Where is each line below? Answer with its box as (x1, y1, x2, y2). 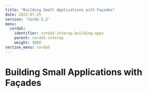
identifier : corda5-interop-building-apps (14, 31, 104, 36)
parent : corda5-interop (14, 36, 64, 41)
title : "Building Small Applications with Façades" (5, 7, 115, 13)
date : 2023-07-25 (5, 12, 41, 17)
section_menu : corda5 (5, 45, 50, 50)
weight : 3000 (14, 40, 41, 45)
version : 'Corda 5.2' (5, 17, 50, 22)
